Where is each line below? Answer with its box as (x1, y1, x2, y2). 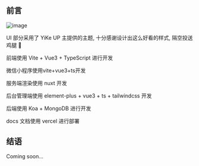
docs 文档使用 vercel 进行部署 (6, 117, 80, 124)
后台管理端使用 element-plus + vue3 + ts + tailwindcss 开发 (6, 92, 152, 99)
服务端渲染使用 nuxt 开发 (6, 79, 67, 86)
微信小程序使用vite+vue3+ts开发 (6, 67, 86, 74)
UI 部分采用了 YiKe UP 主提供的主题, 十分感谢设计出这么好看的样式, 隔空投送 (6, 34, 193, 41)
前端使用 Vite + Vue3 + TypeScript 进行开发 (6, 54, 113, 61)
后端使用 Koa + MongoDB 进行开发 (6, 105, 91, 112)
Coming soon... (6, 152, 43, 159)
